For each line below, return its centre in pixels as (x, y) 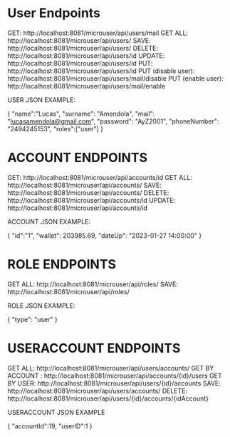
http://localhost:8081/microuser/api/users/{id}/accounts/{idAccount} (108, 398)
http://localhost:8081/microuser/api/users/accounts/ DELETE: (97, 391)
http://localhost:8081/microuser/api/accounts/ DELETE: (88, 192)
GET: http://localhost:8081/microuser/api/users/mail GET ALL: (98, 33)
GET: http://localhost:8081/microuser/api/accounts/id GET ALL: (100, 177)
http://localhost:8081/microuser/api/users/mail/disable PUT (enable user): (116, 78)
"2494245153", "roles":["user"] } (55, 129)
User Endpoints (54, 13)
